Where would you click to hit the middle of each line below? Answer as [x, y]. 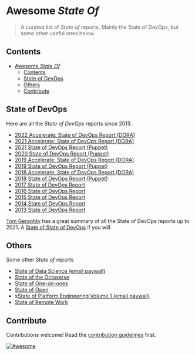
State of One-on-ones [41, 283]
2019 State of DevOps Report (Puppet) [61, 166]
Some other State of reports [40, 260]
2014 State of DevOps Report [50, 203]
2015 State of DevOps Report [50, 197]
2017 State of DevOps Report [50, 185]
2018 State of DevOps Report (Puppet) [61, 178]
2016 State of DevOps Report [50, 191]
